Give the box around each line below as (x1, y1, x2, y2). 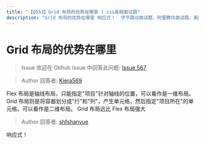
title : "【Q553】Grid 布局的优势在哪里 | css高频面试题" (6, 9, 140, 15)
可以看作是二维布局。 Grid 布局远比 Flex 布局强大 (22, 105, 146, 113)
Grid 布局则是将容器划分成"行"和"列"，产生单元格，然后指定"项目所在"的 (6, 98, 189, 105)
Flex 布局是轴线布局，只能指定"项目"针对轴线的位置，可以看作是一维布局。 (6, 90, 195, 98)
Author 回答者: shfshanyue (21, 118, 88, 126)
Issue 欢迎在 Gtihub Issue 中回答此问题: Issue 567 (21, 64, 146, 71)
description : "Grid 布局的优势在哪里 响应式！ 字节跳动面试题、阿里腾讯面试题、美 (6, 15, 198, 21)
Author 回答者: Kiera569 (21, 77, 82, 84)
